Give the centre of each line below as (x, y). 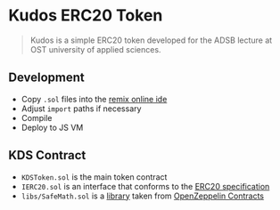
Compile (37, 117)
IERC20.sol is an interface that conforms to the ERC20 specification (145, 186)
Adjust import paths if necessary (81, 109)
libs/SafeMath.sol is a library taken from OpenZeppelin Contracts (143, 196)
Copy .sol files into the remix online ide (94, 99)
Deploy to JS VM (52, 127)
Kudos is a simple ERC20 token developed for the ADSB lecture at (151, 40)
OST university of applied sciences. (95, 49)
